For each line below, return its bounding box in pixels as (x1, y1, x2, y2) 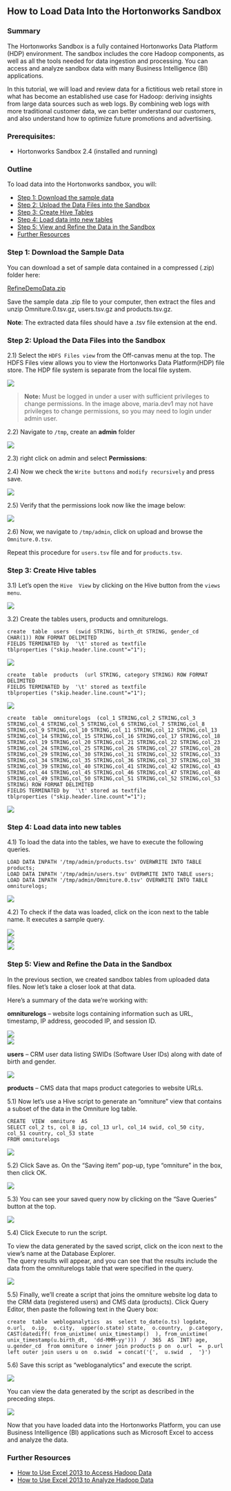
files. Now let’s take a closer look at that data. (7, 982, 137, 991)
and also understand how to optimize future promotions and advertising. (7, 114, 212, 122)
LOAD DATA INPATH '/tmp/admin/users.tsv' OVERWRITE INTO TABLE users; (7, 871, 214, 878)
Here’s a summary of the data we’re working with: (7, 996, 148, 1004)
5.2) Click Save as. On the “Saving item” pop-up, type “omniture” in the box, (7, 1161, 223, 1169)
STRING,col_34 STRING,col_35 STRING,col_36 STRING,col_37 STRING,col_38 (7, 757, 221, 764)
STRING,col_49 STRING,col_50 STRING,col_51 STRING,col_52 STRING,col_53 (7, 775, 221, 782)
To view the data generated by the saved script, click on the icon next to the (7, 1241, 223, 1250)
